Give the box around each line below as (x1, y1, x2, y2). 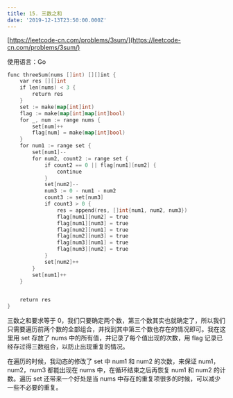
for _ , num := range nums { (19, 116, 101, 124)
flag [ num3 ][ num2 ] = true (56, 246, 129, 253)
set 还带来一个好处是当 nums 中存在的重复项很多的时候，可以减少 (33, 374, 221, 383)
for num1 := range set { (19, 142, 92, 149)
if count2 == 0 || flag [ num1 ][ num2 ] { (44, 161, 157, 169)
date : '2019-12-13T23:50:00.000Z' (7, 17, 107, 24)
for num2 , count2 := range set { (32, 155, 129, 162)
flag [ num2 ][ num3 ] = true (56, 233, 129, 240)
